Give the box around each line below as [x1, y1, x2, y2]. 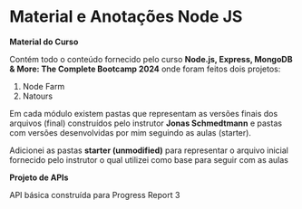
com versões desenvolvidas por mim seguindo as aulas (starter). [9, 127, 252, 138]
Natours [22, 90, 53, 101]
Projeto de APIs [9, 172, 69, 183]
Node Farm [22, 81, 65, 91]
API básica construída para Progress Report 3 [9, 189, 180, 200]
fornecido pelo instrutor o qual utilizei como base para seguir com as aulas [9, 154, 288, 165]
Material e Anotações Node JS [9, 6, 243, 27]
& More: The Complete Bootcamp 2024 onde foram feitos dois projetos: [9, 63, 281, 74]
